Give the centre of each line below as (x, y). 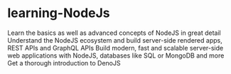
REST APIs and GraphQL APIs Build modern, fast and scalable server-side (116, 48)
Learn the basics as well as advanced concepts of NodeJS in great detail (114, 33)
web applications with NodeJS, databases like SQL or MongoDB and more (116, 55)
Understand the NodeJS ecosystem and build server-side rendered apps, (115, 40)
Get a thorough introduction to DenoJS (64, 63)
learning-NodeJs (59, 13)
